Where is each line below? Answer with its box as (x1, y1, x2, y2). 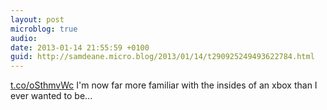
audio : (10, 33, 38, 43)
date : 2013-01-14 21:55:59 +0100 (10, 42, 150, 53)
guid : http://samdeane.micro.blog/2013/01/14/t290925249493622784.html (10, 52, 315, 62)
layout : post (10, 14, 65, 25)
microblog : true (10, 24, 78, 34)
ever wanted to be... (10, 90, 93, 102)
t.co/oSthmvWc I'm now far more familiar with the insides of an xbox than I (10, 79, 318, 91)
